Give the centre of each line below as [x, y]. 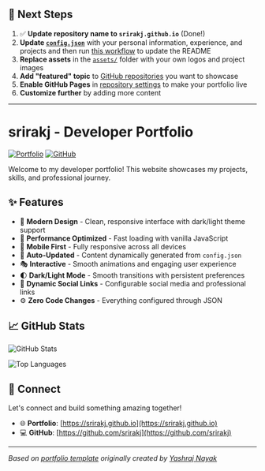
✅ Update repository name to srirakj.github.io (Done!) [112, 33]
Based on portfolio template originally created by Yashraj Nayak [113, 458]
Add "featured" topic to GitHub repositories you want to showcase [129, 76]
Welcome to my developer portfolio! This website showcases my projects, [128, 169]
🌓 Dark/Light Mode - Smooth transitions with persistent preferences [132, 275]
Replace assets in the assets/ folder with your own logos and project [132, 59]
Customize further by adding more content [90, 92]
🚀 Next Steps [41, 15]
